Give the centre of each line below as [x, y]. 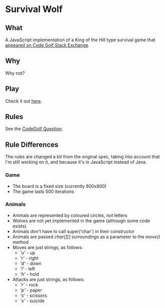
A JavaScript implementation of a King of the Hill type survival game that [80, 40]
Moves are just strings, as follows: [48, 247]
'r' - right [29, 258]
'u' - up [28, 253]
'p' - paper [31, 290]
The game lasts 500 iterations [43, 191]
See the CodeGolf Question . [34, 129]
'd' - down [31, 263]
